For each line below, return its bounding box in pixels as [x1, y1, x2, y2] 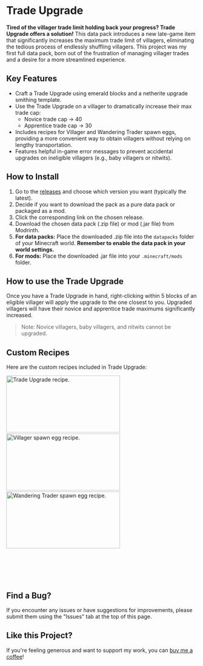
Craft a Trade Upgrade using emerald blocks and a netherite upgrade [15, 89, 188, 97]
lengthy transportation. [15, 141, 73, 149]
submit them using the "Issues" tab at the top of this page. [6, 613, 152, 620]
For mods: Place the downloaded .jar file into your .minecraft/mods [15, 252, 183, 260]
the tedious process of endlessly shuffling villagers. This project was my [6, 43, 187, 50]
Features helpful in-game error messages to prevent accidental [15, 147, 173, 155]
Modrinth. [15, 226, 40, 234]
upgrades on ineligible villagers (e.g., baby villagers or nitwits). [15, 154, 172, 161]
